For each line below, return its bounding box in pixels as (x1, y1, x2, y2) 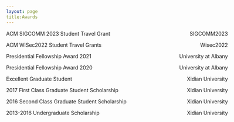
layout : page (6, 8, 38, 15)
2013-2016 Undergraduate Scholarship (6, 109, 100, 116)
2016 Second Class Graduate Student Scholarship (6, 97, 127, 105)
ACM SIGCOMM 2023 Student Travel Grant (6, 30, 110, 37)
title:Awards (6, 14, 38, 20)
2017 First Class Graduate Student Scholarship (6, 86, 118, 93)
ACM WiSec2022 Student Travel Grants (6, 41, 102, 48)
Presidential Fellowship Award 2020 (6, 64, 93, 71)
